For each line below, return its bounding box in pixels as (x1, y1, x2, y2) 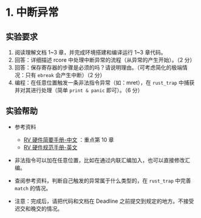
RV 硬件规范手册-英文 (23, 144, 78, 151)
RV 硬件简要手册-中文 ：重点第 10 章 (23, 136, 114, 143)
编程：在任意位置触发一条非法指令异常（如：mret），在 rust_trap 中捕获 (14, 79, 195, 86)
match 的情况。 (14, 184, 52, 191)
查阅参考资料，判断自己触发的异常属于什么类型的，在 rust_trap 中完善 (14, 177, 192, 184)
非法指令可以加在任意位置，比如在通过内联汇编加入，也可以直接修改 (14, 156, 185, 163)
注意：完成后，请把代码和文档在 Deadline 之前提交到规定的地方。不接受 (14, 197, 194, 205)
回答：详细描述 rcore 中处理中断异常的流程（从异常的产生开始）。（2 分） (14, 56, 196, 64)
